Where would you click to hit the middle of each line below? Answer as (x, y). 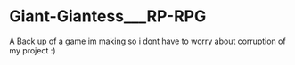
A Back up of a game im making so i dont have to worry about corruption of (148, 41)
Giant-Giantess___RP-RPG (108, 16)
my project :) (33, 50)
